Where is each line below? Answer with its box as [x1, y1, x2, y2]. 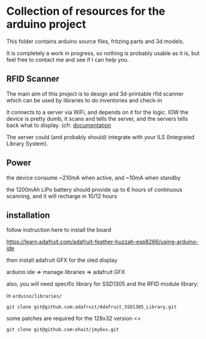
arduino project [6, 17, 86, 31]
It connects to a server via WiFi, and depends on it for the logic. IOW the [6, 109, 189, 116]
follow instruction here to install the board [6, 226, 112, 234]
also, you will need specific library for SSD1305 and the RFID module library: [6, 280, 199, 288]
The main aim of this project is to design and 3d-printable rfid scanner [6, 90, 184, 97]
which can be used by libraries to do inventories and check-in [6, 96, 162, 104]
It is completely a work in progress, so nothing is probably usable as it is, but [6, 49, 200, 56]
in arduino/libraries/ [6, 292, 63, 300]
